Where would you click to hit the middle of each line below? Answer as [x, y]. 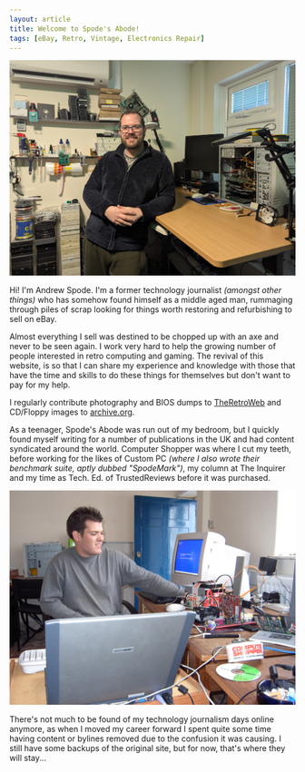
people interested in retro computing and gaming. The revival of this [137, 356]
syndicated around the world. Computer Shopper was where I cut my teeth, [151, 448]
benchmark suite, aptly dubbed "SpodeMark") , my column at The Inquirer [148, 468]
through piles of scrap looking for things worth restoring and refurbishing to [151, 309]
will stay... [28, 757]
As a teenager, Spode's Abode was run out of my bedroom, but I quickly [144, 429]
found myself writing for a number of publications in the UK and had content [152, 439]
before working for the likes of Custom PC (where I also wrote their [135, 458]
